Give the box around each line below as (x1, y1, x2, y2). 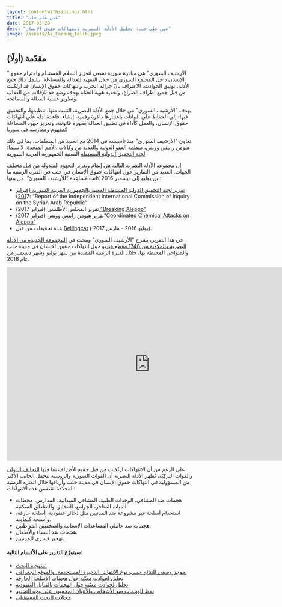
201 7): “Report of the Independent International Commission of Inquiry (15, 192, 190, 200)
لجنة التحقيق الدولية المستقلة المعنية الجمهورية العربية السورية (7, 150, 146, 157)
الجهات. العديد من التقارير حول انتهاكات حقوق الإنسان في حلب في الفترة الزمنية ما (7, 168, 191, 175)
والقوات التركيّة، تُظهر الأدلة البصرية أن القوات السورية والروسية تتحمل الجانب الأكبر (7, 472, 193, 479)
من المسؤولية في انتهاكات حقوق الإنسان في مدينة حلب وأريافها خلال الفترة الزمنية (7, 478, 190, 486)
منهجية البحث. (15, 562, 47, 569)
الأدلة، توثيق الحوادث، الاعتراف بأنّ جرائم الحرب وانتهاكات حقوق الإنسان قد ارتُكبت (7, 82, 190, 89)
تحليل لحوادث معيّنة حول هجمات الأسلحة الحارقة (15, 575, 124, 582)
